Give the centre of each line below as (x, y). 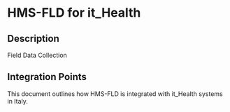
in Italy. (17, 101)
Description (33, 39)
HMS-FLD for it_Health (74, 13)
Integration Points (47, 77)
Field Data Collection (37, 55)
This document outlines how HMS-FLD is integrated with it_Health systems (115, 94)
